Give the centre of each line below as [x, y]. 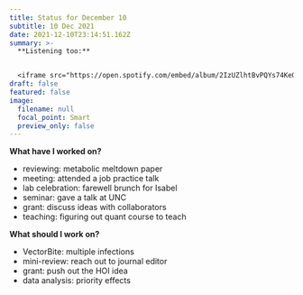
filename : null [46, 109]
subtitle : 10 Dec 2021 [52, 26]
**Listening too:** [54, 51]
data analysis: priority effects [76, 281]
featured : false [40, 92]
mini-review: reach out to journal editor [95, 262]
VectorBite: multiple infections [78, 252]
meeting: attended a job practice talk [91, 179]
